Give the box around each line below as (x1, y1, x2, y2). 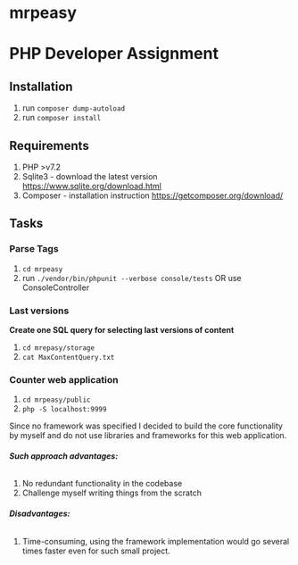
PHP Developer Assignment (9, 44, 219, 64)
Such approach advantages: (9, 450, 119, 461)
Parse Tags (9, 243, 60, 255)
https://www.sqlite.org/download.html (21, 181, 162, 191)
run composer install (21, 112, 102, 123)
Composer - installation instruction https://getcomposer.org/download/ (21, 190, 284, 201)
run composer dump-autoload (21, 103, 126, 113)
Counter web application (9, 373, 119, 386)
